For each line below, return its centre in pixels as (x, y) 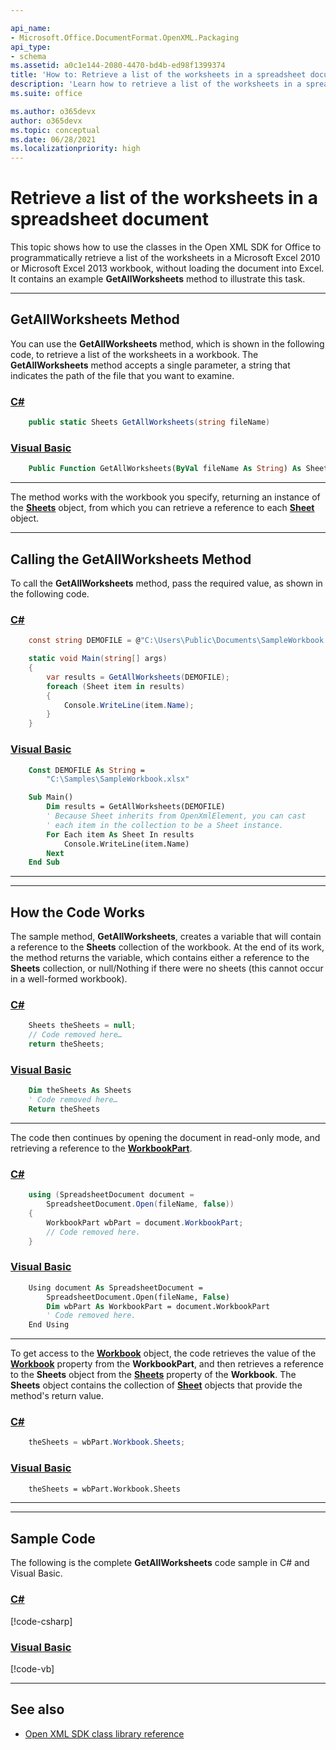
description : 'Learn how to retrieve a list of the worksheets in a (156, 84)
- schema (28, 56)
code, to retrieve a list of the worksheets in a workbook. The (134, 354)
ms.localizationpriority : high (75, 149)
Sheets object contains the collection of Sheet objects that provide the (156, 1385)
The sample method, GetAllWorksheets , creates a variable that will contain (166, 937)
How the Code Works (77, 912)
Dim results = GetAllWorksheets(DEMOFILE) (136, 807)
